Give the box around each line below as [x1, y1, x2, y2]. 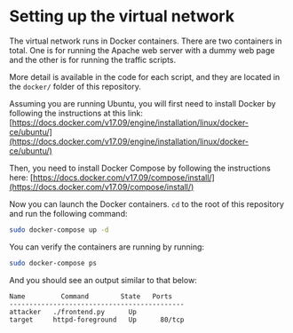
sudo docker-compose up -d [9, 225, 109, 234]
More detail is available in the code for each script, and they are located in [9, 71, 281, 82]
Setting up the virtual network [9, 6, 235, 27]
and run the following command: [9, 208, 128, 218]
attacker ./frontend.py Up [9, 307, 138, 316]
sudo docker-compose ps [9, 258, 98, 267]
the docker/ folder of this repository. [9, 81, 142, 91]
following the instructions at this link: [9, 107, 144, 118]
